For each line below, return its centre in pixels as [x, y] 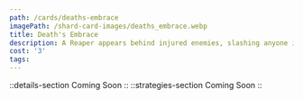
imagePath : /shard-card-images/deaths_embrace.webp [108, 26]
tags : [19, 59]
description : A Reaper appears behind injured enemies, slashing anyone [149, 43]
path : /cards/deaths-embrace [64, 18]
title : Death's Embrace [54, 34]
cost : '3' [28, 51]
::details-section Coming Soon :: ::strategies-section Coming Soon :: [136, 85]
